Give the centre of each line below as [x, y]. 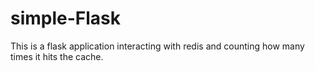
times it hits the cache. [57, 56]
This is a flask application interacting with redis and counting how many [157, 46]
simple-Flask [66, 18]
